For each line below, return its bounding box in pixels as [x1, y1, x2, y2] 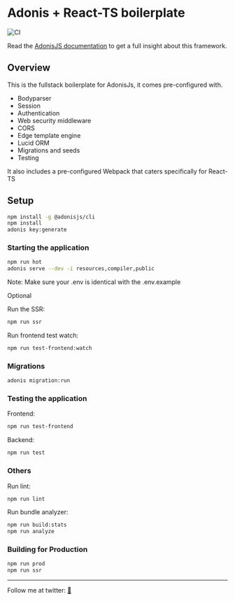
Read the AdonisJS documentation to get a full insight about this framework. [7, 41, 227, 50]
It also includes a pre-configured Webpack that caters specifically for [7, 167, 208, 176]
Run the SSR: [7, 305, 45, 313]
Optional [7, 292, 32, 300]
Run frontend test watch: [7, 331, 79, 340]
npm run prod [7, 560, 45, 567]
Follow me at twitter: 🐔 [7, 586, 72, 595]
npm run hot [7, 259, 42, 266]
